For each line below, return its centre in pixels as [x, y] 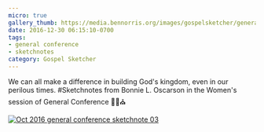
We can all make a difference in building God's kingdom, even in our [118, 81]
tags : [17, 37]
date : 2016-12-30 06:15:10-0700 [61, 30]
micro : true [27, 15]
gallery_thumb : [33, 23]
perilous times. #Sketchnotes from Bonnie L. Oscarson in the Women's [123, 90]
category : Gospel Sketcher [52, 60]
